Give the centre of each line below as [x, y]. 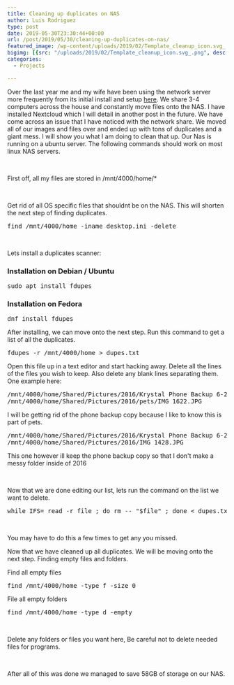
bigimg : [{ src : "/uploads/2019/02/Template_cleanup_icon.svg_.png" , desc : [118, 53]
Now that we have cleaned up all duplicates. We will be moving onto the [110, 551]
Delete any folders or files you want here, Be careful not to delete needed [112, 640]
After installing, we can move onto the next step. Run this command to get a [116, 332]
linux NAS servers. [34, 151]
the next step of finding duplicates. [57, 212]
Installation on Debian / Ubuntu [61, 271]
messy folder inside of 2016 [47, 463]
